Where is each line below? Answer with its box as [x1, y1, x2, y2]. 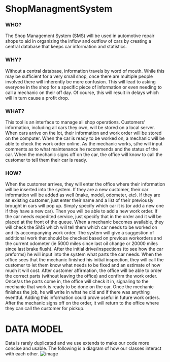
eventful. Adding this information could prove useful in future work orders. [5, 294, 160, 300]
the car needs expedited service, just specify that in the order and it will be [5, 214, 162, 220]
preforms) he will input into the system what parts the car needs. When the [5, 251, 162, 257]
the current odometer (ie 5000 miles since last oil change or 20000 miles [5, 240, 158, 247]
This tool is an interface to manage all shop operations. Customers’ [5, 119, 146, 125]
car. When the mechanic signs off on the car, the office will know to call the [5, 152, 163, 158]
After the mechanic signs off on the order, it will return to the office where [5, 300, 159, 306]
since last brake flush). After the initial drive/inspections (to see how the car [5, 246, 163, 252]
